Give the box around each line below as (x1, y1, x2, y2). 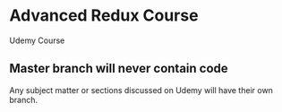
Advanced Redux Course (9, 5, 199, 26)
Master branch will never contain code (9, 61, 228, 76)
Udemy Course (9, 35, 65, 46)
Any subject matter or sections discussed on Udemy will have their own (9, 84, 273, 95)
